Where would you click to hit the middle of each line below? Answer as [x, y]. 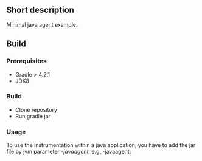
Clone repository [36, 109]
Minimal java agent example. [42, 24]
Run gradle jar [33, 116]
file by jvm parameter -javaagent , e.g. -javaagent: [69, 152]
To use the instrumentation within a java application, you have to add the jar [101, 145]
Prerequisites [26, 61]
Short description [40, 10]
